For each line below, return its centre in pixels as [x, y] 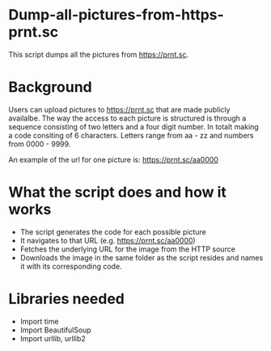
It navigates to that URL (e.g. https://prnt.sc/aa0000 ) [108, 240]
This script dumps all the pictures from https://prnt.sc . [98, 54]
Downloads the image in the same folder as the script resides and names [142, 257]
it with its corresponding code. [71, 266]
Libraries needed [67, 299]
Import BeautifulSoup [55, 330]
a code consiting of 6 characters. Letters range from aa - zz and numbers [131, 135]
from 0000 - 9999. [40, 144]
